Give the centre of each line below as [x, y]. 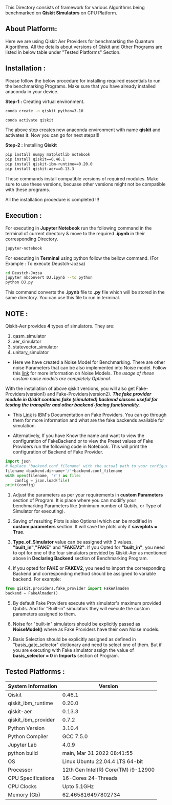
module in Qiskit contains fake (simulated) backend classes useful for [82, 399]
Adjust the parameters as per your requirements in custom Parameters [88, 495]
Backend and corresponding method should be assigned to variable [84, 574]
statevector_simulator [35, 347]
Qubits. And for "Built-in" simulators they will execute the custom [81, 608]
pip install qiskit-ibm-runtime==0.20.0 [49, 164]
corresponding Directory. [32, 239]
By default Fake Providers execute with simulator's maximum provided [87, 603]
